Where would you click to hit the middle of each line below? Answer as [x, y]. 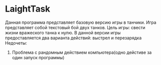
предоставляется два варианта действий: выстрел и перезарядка [73, 38]
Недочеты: [16, 43]
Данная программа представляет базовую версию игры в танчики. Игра [81, 22]
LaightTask [28, 9]
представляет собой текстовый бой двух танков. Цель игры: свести [75, 27]
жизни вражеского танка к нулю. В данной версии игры [63, 32]
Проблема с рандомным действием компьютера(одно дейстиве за [82, 52]
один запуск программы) [38, 57]
